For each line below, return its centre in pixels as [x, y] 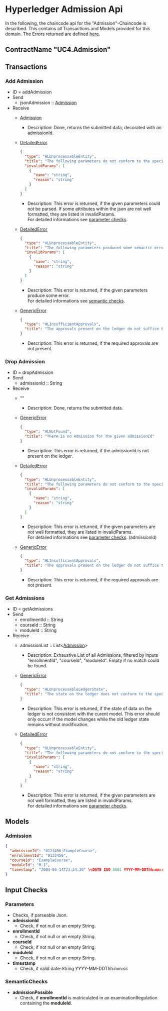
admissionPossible [33, 992]
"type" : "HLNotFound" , [48, 432]
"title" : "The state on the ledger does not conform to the [88, 694]
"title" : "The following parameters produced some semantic [88, 248]
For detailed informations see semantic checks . [76, 300]
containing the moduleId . [46, 1003]
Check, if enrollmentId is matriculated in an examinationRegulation [88, 998]
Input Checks [26, 890]
